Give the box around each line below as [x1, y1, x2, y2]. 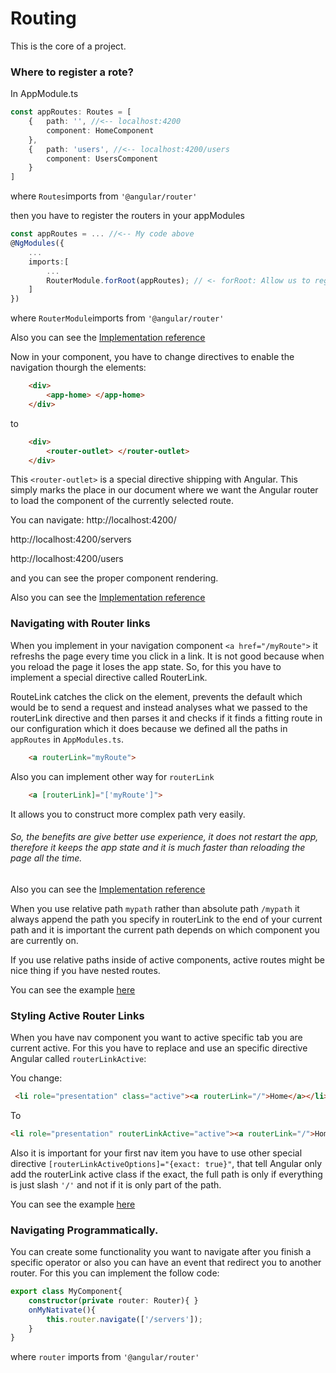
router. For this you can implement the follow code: [10, 1267, 220, 1279]
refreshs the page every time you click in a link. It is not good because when [10, 650, 325, 662]
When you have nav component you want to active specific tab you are [10, 1032, 303, 1044]
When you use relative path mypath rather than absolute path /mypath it [10, 902, 300, 914]
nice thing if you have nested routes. [10, 964, 161, 976]
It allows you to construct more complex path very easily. [10, 808, 246, 820]
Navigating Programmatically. [10, 1223, 159, 1237]
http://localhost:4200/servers [10, 533, 132, 546]
